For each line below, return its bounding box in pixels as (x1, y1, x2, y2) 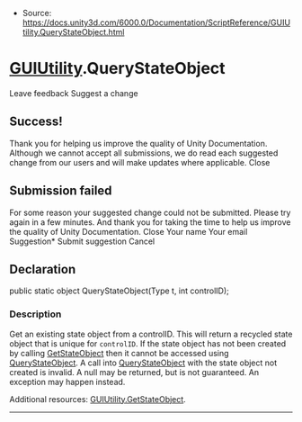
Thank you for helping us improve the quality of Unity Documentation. (9, 138, 268, 148)
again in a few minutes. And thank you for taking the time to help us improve (9, 216, 291, 228)
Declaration (9, 261, 76, 277)
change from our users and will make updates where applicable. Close (9, 157, 271, 167)
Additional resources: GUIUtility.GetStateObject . (9, 393, 186, 404)
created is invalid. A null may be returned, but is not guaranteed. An (9, 366, 259, 377)
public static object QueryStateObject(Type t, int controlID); (9, 285, 229, 296)
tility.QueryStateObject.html (22, 27, 125, 37)
